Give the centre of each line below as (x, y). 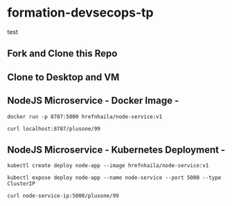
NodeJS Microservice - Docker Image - (93, 101)
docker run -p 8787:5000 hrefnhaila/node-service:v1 (85, 116)
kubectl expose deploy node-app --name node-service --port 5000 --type (114, 178)
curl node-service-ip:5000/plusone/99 (63, 196)
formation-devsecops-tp (80, 13)
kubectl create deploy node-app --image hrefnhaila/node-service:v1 (108, 166)
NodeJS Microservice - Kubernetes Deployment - (116, 150)
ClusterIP (21, 184)
